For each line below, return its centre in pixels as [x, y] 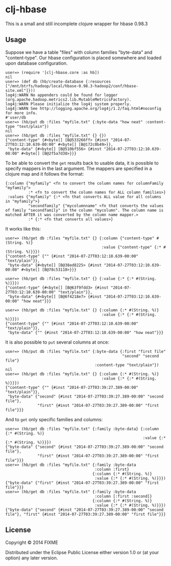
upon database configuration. [37, 63]
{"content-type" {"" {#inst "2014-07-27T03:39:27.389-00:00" [72, 387]
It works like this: [23, 229]
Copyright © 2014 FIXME [32, 542]
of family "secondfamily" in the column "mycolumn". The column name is [84, 210]
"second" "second [141, 356]
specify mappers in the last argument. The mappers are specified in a [79, 168]
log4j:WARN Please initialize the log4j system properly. [68, 104]
